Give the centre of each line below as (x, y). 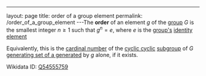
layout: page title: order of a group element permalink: (74, 16)
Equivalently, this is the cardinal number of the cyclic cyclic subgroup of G (100, 48)
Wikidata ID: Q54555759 (37, 66)
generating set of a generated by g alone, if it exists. (72, 55)
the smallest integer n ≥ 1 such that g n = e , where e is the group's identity (100, 29)
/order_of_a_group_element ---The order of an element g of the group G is (100, 22)
